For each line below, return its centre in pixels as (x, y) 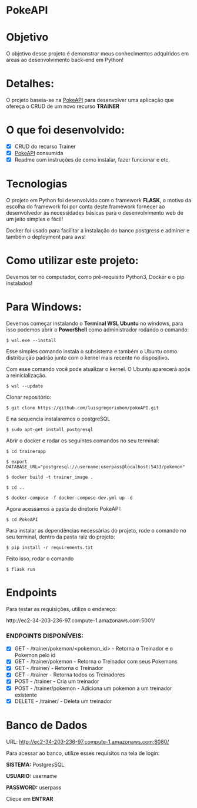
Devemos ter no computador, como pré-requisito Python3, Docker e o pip (95, 277)
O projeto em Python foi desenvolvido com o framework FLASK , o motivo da (99, 201)
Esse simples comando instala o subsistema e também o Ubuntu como (92, 351)
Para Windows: (44, 307)
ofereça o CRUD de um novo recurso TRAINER (63, 106)
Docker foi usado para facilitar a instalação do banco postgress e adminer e (98, 231)
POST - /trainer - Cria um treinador (57, 681)
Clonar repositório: (29, 397)
